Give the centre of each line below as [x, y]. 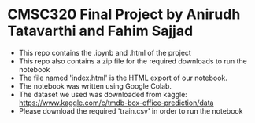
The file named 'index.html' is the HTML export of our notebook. [123, 78]
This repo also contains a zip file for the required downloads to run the [133, 61]
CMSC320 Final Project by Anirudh [124, 14]
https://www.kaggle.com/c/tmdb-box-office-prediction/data [116, 103]
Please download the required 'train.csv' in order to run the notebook [131, 110]
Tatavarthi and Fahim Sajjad [100, 31]
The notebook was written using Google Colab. [95, 86]
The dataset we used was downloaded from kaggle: [103, 94]
